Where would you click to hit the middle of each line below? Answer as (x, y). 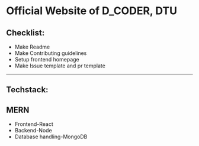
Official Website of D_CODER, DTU (92, 11)
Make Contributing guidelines (51, 53)
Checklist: (25, 33)
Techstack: (27, 90)
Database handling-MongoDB (51, 137)
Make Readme (32, 47)
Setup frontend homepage (47, 59)
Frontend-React (34, 124)
